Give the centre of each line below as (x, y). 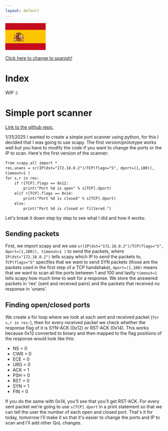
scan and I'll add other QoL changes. (44, 423)
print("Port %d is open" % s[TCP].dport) (68, 188)
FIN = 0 (20, 391)
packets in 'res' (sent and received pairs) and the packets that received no (82, 284)
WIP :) (12, 92)
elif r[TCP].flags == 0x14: (44, 193)
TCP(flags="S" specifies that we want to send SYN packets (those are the (81, 262)
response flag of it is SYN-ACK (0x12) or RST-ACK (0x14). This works (77, 328)
